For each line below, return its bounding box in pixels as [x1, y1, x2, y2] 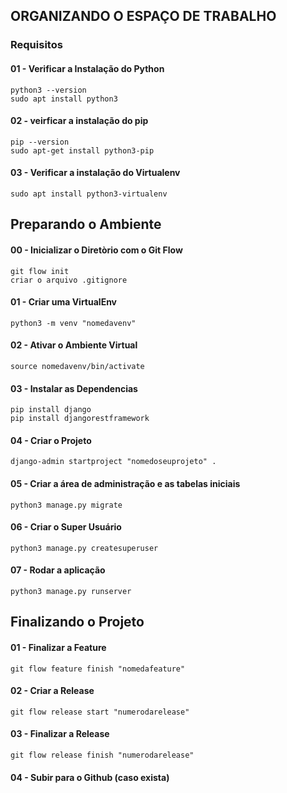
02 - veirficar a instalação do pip [10, 115, 149, 127]
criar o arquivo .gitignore [10, 275, 128, 285]
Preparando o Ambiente [10, 216, 162, 233]
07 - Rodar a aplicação [10, 564, 106, 576]
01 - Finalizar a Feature [10, 641, 107, 653]
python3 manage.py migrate [10, 500, 123, 510]
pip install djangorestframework [10, 414, 150, 424]
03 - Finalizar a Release [10, 728, 110, 740]
